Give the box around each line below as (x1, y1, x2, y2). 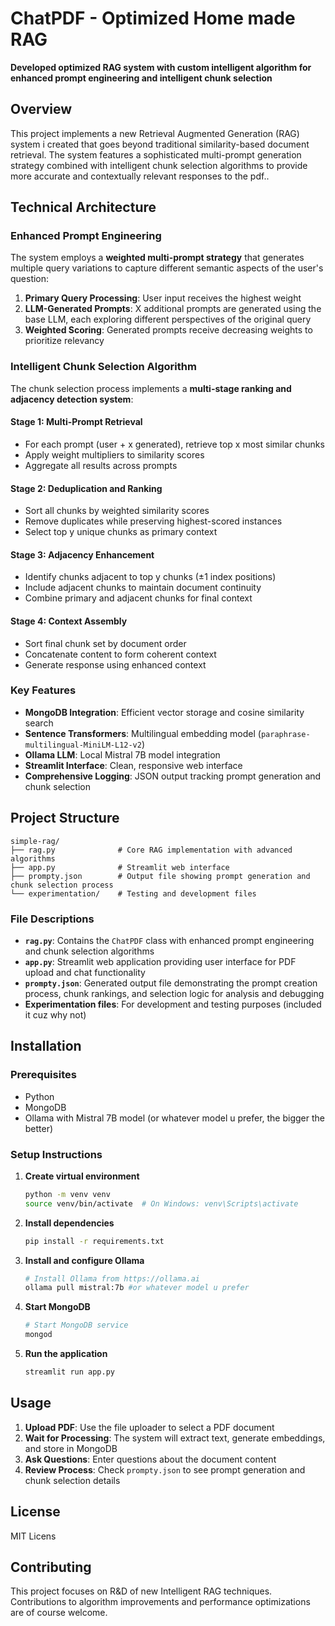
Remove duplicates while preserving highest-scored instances (24, 515, 283, 527)
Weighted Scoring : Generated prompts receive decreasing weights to (24, 324, 313, 336)
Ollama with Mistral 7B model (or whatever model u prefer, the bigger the (24, 1112, 325, 1124)
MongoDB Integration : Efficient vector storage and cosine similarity (24, 706, 305, 718)
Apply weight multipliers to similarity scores (24, 448, 205, 461)
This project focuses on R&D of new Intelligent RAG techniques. (10, 1585, 273, 1597)
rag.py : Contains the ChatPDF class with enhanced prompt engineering (24, 934, 315, 946)
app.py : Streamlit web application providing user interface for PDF (24, 955, 297, 967)
